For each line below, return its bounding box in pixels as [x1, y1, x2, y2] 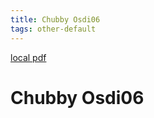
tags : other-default [10, 24, 97, 34]
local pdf [10, 51, 47, 63]
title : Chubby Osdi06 [10, 14, 101, 25]
